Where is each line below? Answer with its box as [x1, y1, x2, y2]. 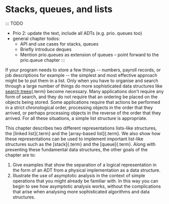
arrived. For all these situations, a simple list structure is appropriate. [5, 115, 148, 121]
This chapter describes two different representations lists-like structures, [5, 125, 157, 131]
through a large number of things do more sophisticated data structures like [5, 83, 163, 89]
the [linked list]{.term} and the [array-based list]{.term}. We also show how [5, 130, 161, 136]
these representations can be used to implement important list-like [5, 136, 144, 142]
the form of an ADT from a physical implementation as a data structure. [12, 167, 160, 173]
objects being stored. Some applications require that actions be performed [5, 99, 160, 105]
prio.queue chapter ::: [20, 57, 66, 63]
